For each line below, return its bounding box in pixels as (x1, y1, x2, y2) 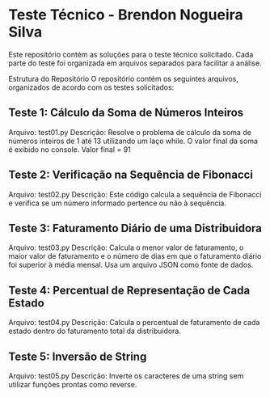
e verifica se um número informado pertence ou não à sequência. (8, 198, 227, 208)
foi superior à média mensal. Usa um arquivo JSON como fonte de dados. (8, 260, 254, 270)
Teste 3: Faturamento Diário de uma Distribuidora (8, 221, 263, 235)
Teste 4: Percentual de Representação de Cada (8, 283, 251, 297)
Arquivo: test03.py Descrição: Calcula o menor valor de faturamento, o (8, 243, 244, 252)
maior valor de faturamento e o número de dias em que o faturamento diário (8, 251, 262, 261)
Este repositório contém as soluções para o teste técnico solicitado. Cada (8, 49, 254, 59)
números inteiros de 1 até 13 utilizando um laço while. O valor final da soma (8, 136, 259, 146)
